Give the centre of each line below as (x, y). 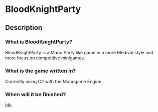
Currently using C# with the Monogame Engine (53, 82)
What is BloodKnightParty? (39, 42)
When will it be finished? (36, 95)
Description (24, 28)
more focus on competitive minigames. (45, 58)
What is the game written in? (41, 71)
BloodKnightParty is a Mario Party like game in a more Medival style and (79, 52)
